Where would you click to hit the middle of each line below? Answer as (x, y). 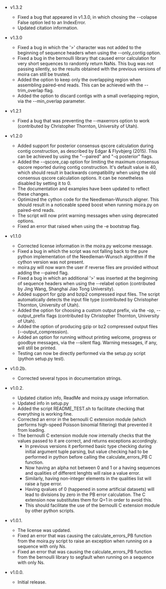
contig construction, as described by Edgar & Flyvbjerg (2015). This (87, 151)
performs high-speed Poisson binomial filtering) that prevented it (85, 425)
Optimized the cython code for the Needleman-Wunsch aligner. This (88, 199)
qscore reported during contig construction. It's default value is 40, (87, 167)
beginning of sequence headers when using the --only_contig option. (89, 53)
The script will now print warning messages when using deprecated (88, 215)
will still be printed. (37, 348)
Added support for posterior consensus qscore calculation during (85, 146)
